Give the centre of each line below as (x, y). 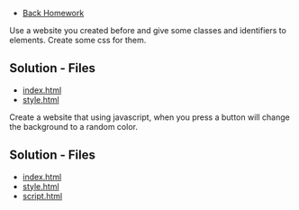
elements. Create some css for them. (78, 40)
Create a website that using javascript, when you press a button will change (149, 117)
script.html (42, 196)
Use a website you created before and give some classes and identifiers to (148, 30)
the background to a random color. (73, 126)
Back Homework (53, 13)
